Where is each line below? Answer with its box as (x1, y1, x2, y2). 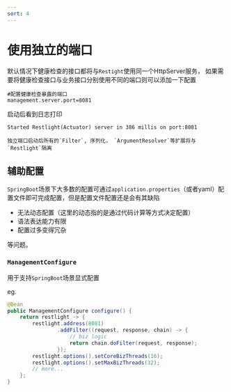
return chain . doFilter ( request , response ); (69, 339, 198, 347)
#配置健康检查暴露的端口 (7, 91, 67, 97)
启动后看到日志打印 (7, 109, 63, 118)
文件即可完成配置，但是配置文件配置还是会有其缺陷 (13, 194, 160, 202)
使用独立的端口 (7, 42, 93, 58)
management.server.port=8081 (7, 97, 92, 104)
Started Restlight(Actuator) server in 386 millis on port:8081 (7, 123, 198, 131)
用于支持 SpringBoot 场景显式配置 (7, 273, 99, 282)
